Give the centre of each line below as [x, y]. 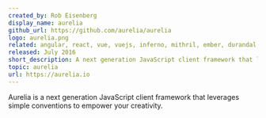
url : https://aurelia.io [49, 74]
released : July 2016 [42, 52]
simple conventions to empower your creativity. [86, 105]
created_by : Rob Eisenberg [53, 15]
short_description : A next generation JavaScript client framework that [131, 60]
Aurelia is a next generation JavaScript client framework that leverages [124, 97]
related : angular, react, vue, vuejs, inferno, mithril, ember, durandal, [134, 45]
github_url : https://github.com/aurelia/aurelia [90, 30]
